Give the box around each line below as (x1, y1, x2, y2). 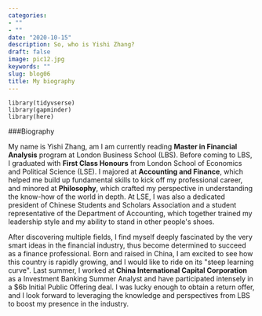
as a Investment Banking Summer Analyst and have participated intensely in (8, 274, 253, 283)
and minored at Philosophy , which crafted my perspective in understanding (8, 183, 253, 193)
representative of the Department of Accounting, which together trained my (8, 208, 253, 218)
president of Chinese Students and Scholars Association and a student (8, 200, 237, 209)
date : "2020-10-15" (8, 33, 72, 42)
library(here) (8, 112, 55, 120)
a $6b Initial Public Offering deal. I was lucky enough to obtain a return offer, (8, 282, 255, 292)
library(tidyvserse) (8, 99, 76, 107)
